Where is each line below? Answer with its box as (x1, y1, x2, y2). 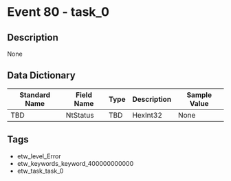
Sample (186, 90, 212, 100)
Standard (19, 90, 50, 100)
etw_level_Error (16, 152, 61, 160)
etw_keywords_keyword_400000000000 (16, 159, 134, 167)
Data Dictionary (7, 70, 76, 81)
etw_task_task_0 (16, 167, 64, 175)
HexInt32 (132, 110, 163, 120)
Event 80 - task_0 (7, 4, 110, 20)
